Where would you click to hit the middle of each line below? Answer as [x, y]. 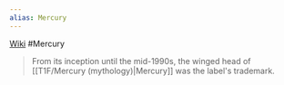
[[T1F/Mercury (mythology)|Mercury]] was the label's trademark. [153, 71]
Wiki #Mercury [37, 43]
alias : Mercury [38, 18]
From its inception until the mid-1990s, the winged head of [141, 61]
